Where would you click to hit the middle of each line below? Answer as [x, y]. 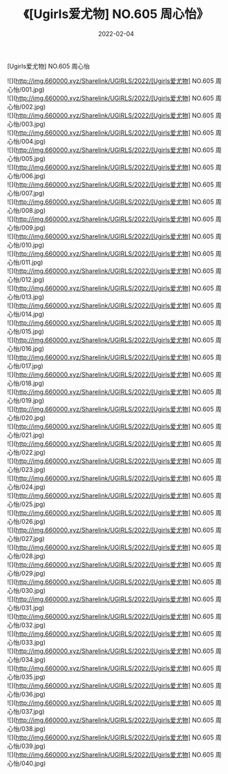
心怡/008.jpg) [27, 210]
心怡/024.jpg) [27, 487]
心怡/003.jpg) [27, 124]
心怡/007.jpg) [26, 193]
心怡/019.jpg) [26, 400]
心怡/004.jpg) [27, 141]
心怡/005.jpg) [27, 158]
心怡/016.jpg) [26, 348]
